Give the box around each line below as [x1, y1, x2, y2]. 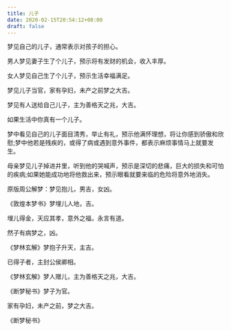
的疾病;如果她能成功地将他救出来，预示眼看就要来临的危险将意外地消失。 [7, 170, 214, 179]
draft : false [7, 23, 45, 30]
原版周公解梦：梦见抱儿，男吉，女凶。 [7, 185, 115, 193]
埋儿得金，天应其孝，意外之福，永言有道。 [7, 214, 128, 222]
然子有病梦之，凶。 [7, 229, 62, 237]
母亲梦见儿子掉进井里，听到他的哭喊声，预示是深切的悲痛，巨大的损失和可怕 [7, 162, 224, 170]
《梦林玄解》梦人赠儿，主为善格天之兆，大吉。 [7, 273, 140, 281]
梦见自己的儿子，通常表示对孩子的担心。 [7, 43, 122, 51]
